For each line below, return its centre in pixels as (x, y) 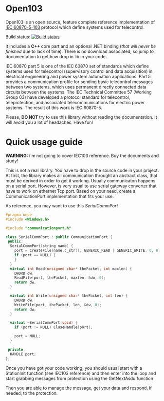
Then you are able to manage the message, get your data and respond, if (79, 388)
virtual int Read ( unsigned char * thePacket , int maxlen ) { (71, 269)
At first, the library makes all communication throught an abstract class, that (82, 175)
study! (12, 161)
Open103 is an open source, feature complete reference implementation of (80, 22)
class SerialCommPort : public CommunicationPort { (59, 237)
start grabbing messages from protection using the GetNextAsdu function (80, 378)
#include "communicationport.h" (38, 228)
